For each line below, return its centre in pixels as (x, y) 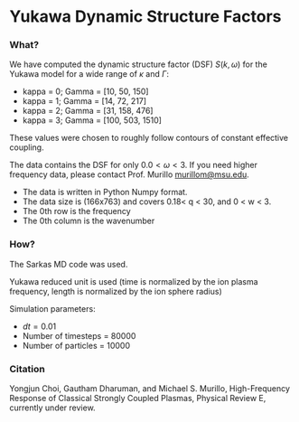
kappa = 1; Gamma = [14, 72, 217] (84, 101)
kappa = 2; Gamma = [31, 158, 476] (88, 111)
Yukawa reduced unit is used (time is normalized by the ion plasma (134, 281)
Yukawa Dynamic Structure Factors (145, 17)
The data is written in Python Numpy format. (105, 192)
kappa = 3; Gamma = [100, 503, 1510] (92, 120)
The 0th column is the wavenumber (89, 221)
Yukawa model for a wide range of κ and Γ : (89, 74)
